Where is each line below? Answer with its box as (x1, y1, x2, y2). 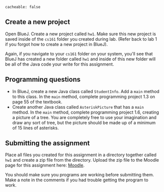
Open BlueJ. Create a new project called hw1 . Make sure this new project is (5, 31, 156, 37)
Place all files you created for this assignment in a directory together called (5, 152, 157, 158)
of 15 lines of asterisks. (12, 125, 59, 131)
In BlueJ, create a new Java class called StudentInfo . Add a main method (12, 88, 160, 94)
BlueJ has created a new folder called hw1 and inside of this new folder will (5, 56, 156, 62)
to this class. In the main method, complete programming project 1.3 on (12, 94, 156, 99)
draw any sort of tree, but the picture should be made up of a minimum (12, 120, 156, 125)
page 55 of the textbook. (12, 98, 62, 105)
